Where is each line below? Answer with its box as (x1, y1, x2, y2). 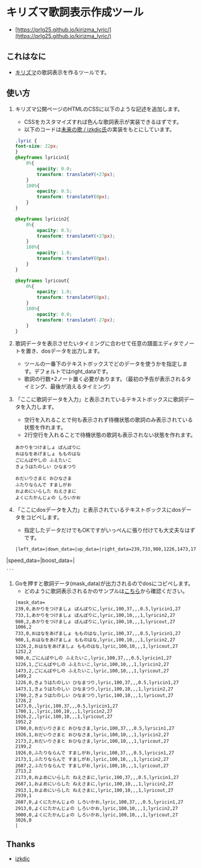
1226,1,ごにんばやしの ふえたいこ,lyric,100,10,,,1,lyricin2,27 (14, 662, 169, 668)
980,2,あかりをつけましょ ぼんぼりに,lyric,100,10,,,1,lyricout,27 (14, 619, 175, 625)
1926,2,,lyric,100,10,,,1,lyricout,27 (14, 714, 113, 720)
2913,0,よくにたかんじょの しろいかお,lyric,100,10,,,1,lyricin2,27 (14, 806, 178, 812)
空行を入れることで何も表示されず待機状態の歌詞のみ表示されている (24, 416, 193, 423)
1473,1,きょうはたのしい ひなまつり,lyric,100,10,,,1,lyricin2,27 (14, 686, 174, 693)
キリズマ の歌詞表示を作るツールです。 (14, 68, 110, 76)
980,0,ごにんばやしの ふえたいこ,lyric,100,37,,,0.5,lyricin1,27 (14, 655, 172, 661)
